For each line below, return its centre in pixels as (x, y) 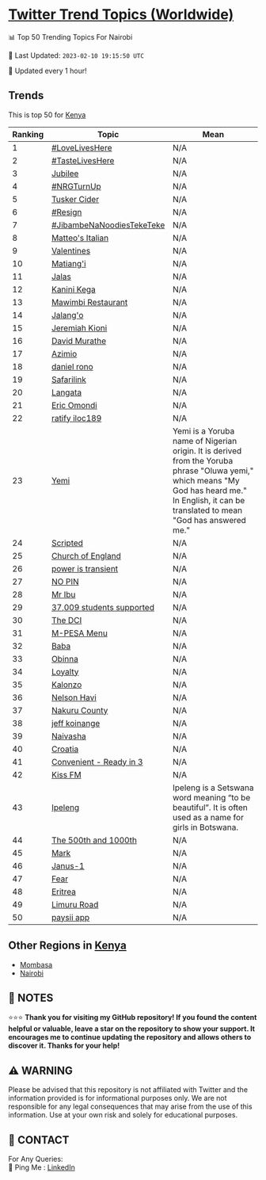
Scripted (67, 543)
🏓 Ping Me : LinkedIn (42, 1167)
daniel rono (72, 366)
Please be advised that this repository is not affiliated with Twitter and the (128, 1090)
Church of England (86, 556)
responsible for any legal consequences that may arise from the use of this (130, 1106)
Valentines (71, 250)
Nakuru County (80, 710)
